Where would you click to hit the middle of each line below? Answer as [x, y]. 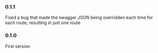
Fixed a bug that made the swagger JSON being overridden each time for [79, 18]
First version [18, 46]
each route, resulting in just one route [43, 23]
